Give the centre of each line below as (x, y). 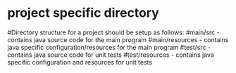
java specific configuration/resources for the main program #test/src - (109, 47)
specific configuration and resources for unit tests (80, 62)
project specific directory (83, 13)
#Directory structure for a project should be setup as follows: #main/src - (113, 32)
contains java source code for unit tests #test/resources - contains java (111, 55)
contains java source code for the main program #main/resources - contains (118, 39)
